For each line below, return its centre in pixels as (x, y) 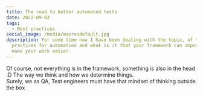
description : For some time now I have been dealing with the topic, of (100, 40)
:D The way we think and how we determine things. (70, 75)
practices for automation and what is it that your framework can (97, 46)
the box (16, 88)
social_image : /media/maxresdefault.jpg (58, 34)
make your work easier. (41, 51)
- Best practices (34, 29)
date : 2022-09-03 (28, 18)
